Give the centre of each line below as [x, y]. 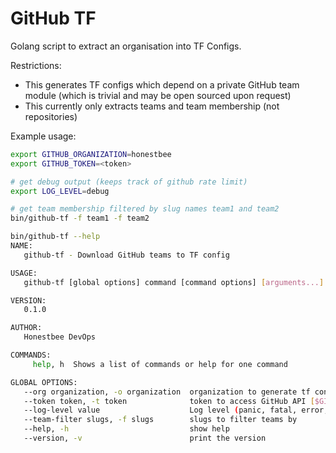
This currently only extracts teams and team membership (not [152, 106]
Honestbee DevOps [60, 337]
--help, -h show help [126, 429]
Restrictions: [36, 65]
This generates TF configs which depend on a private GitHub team [162, 84]
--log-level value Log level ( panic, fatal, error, [176, 410]
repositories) [51, 116]
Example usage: [43, 136]
